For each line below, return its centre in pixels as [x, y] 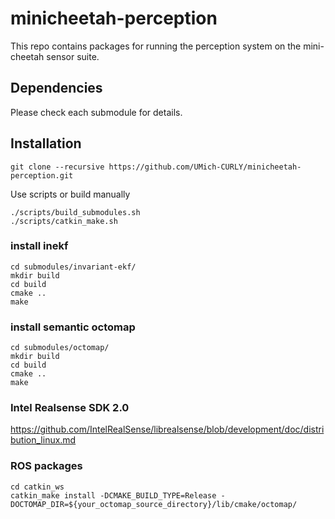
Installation [46, 143]
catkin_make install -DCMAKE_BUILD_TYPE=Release [113, 495]
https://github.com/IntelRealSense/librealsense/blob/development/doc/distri [167, 429]
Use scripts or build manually [70, 194]
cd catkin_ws [37, 487]
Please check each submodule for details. [96, 112]
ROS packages [46, 466]
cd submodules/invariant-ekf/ [73, 267]
